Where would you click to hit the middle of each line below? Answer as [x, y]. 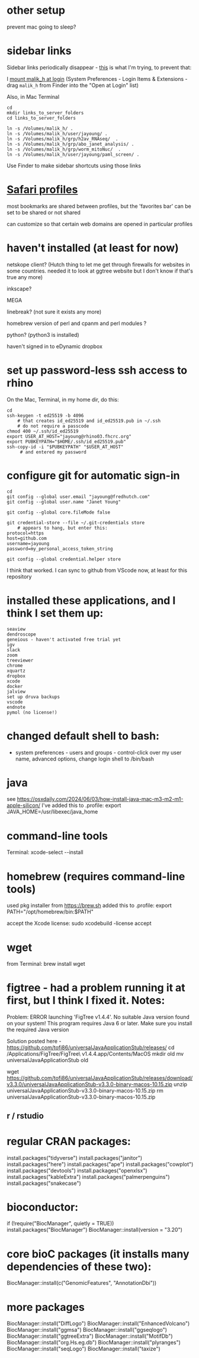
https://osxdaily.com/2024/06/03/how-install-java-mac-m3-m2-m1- [100, 799]
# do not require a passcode [53, 426]
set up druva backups [33, 697]
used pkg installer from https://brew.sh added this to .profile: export [89, 906]
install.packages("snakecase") [44, 1183]
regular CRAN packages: [69, 1141]
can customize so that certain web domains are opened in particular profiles [100, 224]
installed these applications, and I [91, 600]
